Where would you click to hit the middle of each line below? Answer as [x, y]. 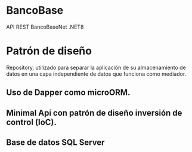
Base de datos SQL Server [55, 143]
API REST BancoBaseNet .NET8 [45, 27]
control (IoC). [31, 122]
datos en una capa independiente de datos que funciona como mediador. [96, 74]
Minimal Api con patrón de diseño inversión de [94, 113]
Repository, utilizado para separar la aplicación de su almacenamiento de [96, 67]
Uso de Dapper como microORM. [68, 93]
